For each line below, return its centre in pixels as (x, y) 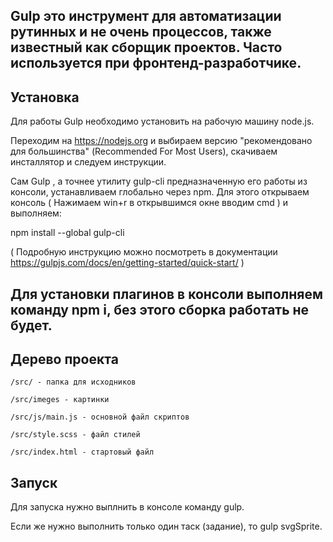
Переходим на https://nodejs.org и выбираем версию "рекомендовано (161, 141)
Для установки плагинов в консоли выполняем (167, 294)
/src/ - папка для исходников (73, 382)
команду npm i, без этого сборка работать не (160, 309)
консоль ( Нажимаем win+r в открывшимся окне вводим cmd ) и (149, 203)
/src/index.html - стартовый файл (82, 452)
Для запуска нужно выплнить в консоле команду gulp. (127, 507)
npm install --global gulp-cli (67, 233)
